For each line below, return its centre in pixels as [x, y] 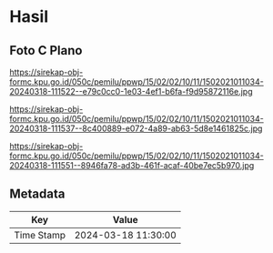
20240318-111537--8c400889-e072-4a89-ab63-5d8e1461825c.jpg [136, 128]
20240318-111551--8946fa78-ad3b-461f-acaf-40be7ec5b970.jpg [132, 165]
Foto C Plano [46, 51]
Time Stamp [40, 235]
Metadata [37, 194]
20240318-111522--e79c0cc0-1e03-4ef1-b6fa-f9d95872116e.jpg [131, 91]
